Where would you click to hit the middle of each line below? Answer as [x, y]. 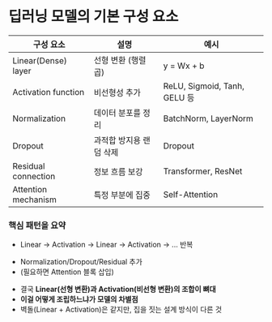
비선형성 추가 [117, 92]
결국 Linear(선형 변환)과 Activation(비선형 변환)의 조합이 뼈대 [118, 290]
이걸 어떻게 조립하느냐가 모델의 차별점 [79, 299]
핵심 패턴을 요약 [37, 225]
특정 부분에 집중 [122, 195]
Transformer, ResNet [203, 171]
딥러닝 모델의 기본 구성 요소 [93, 17]
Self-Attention [191, 194]
